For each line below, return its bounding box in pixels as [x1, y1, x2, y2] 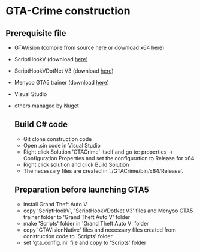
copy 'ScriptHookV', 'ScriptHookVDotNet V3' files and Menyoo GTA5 [23, 207, 193, 214]
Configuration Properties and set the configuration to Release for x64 [23, 154, 195, 161]
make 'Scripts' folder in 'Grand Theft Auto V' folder [23, 220, 149, 227]
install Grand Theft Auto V [23, 200, 87, 208]
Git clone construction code [23, 135, 92, 142]
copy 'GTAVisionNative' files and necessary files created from [23, 226, 176, 233]
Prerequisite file [5, 28, 66, 38]
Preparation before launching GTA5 [14, 185, 149, 195]
